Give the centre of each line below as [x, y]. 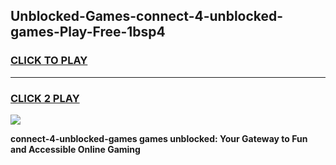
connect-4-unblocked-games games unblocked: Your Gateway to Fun [159, 138]
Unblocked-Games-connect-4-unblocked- [147, 16]
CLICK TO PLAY [49, 61]
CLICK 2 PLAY [45, 98]
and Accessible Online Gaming [75, 149]
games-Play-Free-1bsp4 [88, 32]
